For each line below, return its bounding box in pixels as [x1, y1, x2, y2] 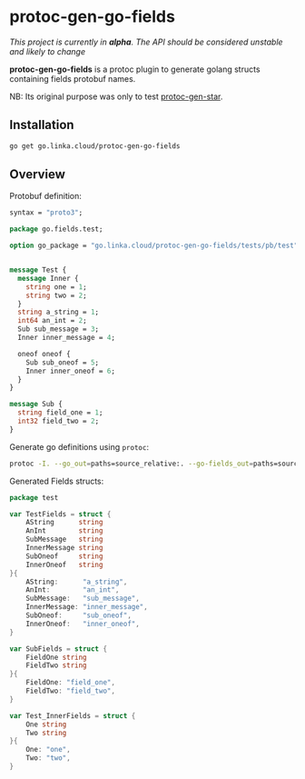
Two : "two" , [25, 754, 71, 763]
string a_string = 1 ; [17, 307, 100, 317]
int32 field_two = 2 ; [17, 416, 100, 426]
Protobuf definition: [9, 191, 82, 202]
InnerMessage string [25, 544, 103, 553]
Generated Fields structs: [9, 475, 104, 486]
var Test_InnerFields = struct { [9, 711, 136, 720]
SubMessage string [25, 534, 103, 544]
